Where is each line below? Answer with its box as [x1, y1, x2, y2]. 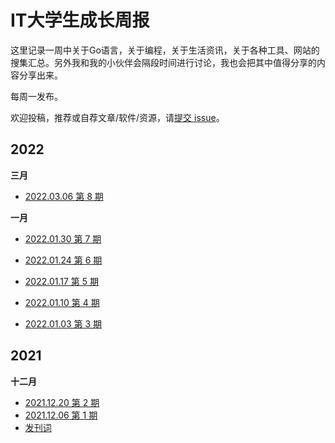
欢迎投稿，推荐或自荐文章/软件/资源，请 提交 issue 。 [10, 111, 225, 123]
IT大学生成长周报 [10, 9, 150, 32]
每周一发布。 [10, 90, 63, 102]
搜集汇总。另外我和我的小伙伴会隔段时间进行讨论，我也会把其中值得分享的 [10, 56, 317, 68]
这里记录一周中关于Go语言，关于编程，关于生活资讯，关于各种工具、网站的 [10, 44, 320, 56]
